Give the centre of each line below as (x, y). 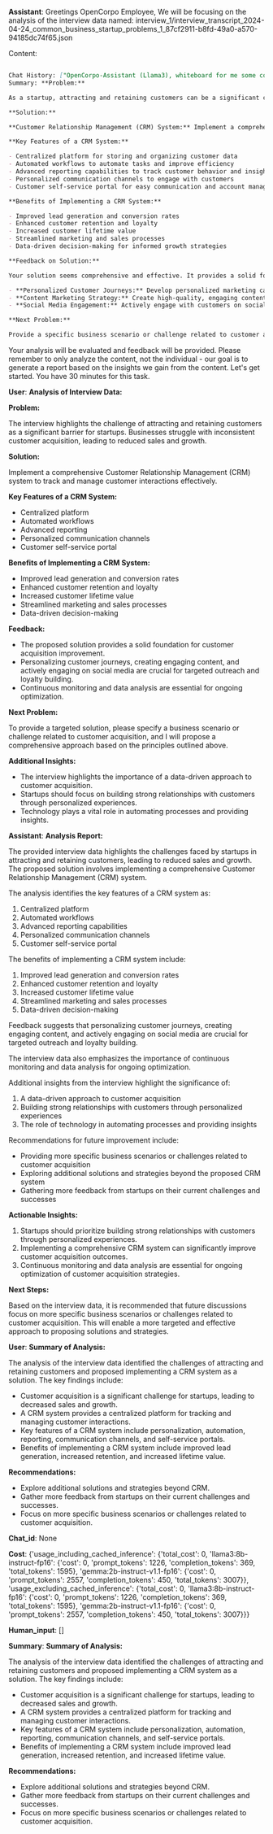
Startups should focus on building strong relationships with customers (138, 794)
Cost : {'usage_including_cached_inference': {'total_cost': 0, (108, 1554)
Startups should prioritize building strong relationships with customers (138, 1231)
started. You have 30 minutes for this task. (79, 376)
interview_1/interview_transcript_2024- (200, 20)
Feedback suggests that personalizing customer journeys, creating (120, 1025)
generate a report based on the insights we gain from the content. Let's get (134, 368)
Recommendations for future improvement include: (94, 1140)
